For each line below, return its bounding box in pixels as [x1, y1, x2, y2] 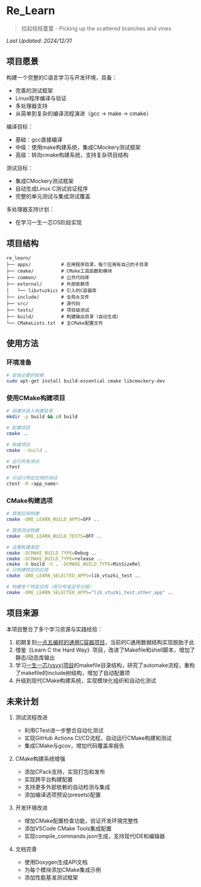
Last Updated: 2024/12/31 [6, 37, 72, 44]
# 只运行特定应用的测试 [6, 475, 58, 481]
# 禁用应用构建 [6, 511, 40, 517]
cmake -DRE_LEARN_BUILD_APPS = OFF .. [6, 516, 100, 523]
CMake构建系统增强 [15, 755, 66, 763]
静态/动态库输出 [15, 653, 55, 661]
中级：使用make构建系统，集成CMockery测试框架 [15, 143, 141, 151]
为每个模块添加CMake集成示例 [24, 866, 101, 874]
